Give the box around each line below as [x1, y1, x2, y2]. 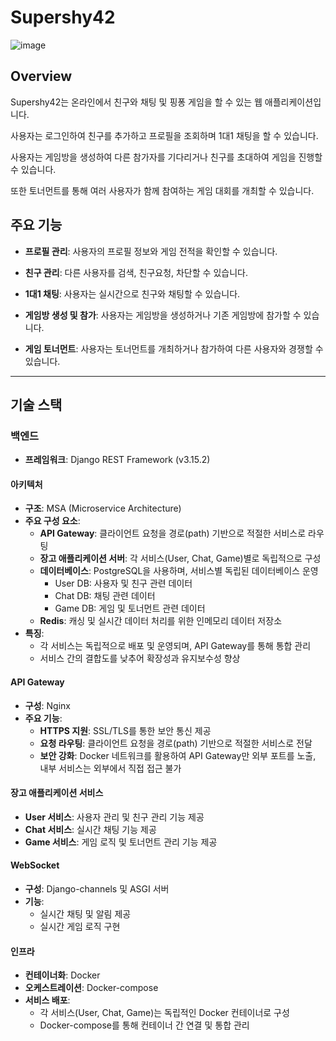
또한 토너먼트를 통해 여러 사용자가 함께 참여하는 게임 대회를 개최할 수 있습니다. [10, 184, 315, 196]
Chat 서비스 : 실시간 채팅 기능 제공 [24, 823, 157, 835]
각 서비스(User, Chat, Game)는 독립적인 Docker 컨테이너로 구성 [39, 1007, 290, 1019]
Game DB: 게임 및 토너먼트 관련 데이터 [54, 602, 206, 615]
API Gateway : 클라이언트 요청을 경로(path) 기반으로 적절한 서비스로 [39, 527, 307, 540]
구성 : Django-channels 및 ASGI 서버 [24, 883, 170, 895]
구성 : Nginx [24, 699, 71, 711]
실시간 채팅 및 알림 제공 [39, 908, 132, 920]
